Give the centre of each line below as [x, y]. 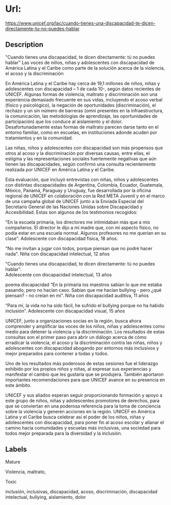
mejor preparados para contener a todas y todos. [57, 353]
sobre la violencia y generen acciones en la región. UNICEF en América [80, 411]
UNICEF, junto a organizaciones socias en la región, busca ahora [73, 320]
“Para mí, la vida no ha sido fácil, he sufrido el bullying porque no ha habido [85, 305]
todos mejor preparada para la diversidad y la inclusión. [64, 433]
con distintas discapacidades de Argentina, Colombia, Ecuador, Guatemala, [84, 185]
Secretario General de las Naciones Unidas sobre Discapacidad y [74, 207]
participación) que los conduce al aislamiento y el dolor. [64, 122]
